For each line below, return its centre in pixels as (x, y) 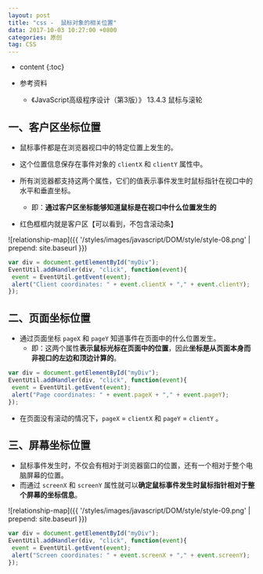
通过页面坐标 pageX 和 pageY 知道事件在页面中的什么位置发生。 (120, 338)
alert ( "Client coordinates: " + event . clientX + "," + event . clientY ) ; (131, 284)
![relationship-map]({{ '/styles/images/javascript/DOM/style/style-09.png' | (129, 510)
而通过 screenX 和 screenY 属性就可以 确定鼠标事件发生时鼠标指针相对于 (133, 485)
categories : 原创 (35, 37)
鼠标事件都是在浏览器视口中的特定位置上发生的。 (98, 147)
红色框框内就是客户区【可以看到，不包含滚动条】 (98, 224)
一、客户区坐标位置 (54, 127)
